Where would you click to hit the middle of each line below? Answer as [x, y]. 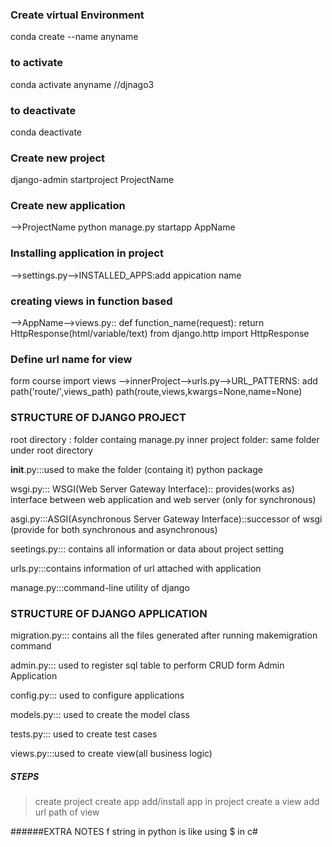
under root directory [52, 450]
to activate [37, 63]
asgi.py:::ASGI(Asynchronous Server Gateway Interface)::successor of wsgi [166, 519]
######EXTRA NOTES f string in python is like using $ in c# [134, 831]
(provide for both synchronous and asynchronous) [114, 529]
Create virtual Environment [77, 15]
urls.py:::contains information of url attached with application [136, 568]
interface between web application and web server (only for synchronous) [163, 499]
